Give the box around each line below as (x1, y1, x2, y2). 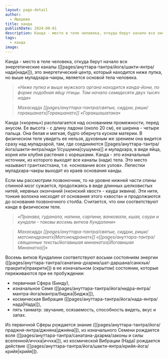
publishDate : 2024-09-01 (5, 26, 57, 31)
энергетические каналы (5, 64, 57, 70)
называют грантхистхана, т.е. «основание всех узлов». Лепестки (5, 162, 145, 168)
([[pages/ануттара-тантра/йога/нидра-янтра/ (54, 285, 151, 291)
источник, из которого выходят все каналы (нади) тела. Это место (5, 156, 147, 163)
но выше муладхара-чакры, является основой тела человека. (5, 74, 138, 80)
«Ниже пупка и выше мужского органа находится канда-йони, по (17, 84, 160, 90)
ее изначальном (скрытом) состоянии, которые (56, 265, 158, 271)
